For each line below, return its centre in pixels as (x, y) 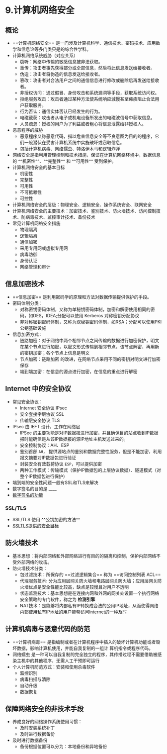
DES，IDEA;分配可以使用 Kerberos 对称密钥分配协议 (86, 315)
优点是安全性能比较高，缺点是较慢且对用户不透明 (79, 587)
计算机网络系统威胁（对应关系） (45, 55)
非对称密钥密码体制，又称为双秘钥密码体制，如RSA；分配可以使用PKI (91, 322)
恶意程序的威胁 (28, 130)
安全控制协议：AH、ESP (44, 445)
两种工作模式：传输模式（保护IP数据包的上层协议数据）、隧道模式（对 (90, 470)
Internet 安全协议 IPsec (43, 408)
